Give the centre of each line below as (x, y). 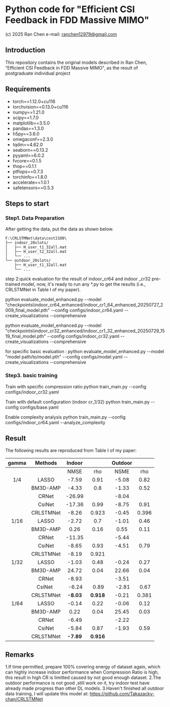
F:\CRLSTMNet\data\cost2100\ (36, 239)
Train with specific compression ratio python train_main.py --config (76, 386)
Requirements (28, 89)
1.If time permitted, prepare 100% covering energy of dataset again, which (83, 667)
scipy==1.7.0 (26, 117)
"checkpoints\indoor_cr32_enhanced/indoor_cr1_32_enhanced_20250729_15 (85, 331)
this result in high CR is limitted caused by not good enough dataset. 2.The (83, 678)
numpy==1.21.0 (28, 112)
